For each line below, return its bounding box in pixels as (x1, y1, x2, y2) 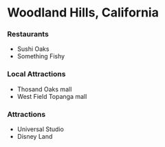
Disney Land (16, 133, 53, 141)
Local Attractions (7, 69, 66, 79)
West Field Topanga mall (16, 92, 87, 100)
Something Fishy (16, 52, 65, 60)
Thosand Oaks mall (16, 84, 72, 93)
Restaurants (7, 30, 49, 39)
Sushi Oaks (16, 45, 49, 53)
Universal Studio (16, 125, 64, 133)
